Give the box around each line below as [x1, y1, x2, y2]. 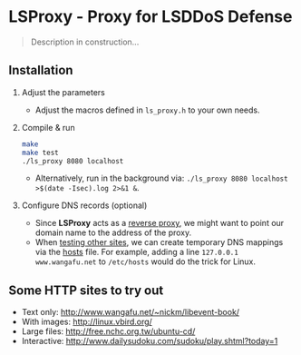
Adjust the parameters [21, 86, 105, 97]
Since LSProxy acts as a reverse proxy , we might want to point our [34, 218, 285, 229]
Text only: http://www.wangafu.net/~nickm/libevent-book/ [21, 307, 240, 318]
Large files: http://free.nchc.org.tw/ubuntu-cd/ [21, 326, 196, 337]
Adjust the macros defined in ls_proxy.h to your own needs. [34, 104, 260, 115]
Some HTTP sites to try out [8, 282, 164, 298]
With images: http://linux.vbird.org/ [21, 316, 153, 328]
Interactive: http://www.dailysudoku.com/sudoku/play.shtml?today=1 [21, 336, 278, 347]
